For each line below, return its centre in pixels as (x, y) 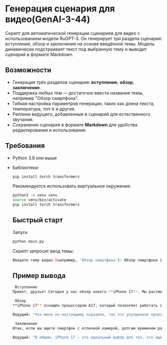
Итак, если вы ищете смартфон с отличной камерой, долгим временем (84, 328)
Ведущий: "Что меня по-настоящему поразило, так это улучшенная (81, 314)
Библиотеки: (26, 167)
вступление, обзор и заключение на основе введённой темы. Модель (80, 43)
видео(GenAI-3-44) (48, 19)
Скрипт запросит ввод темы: (43, 251)
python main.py (28, 241)
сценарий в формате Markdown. (39, 54)
